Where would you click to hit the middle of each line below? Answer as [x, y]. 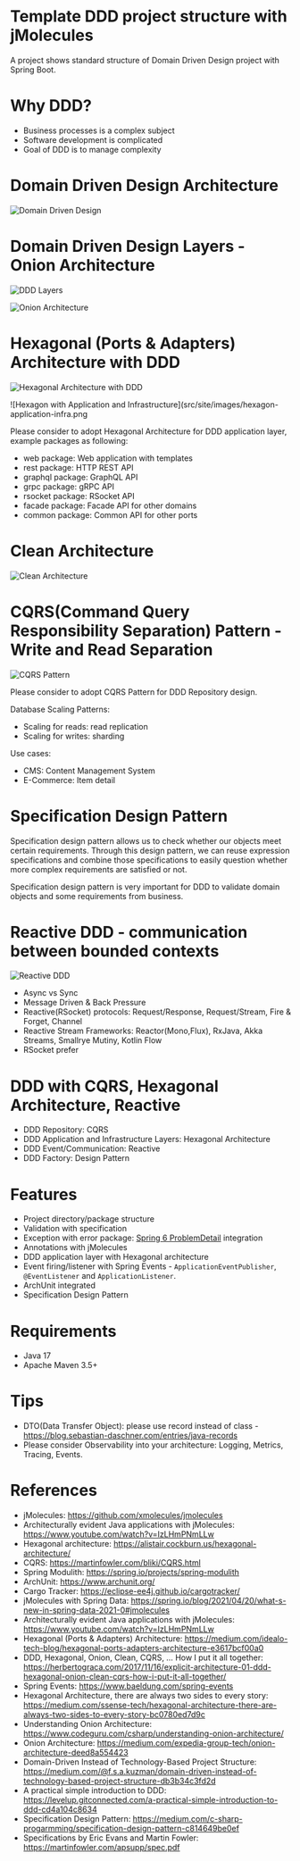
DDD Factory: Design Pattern [76, 1158]
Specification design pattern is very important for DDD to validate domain [145, 887]
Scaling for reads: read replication [85, 726]
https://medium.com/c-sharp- [188, 1819]
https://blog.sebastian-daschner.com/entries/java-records [130, 1436]
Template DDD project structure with [149, 17]
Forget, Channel [53, 1022]
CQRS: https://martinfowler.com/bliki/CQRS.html [112, 1563]
